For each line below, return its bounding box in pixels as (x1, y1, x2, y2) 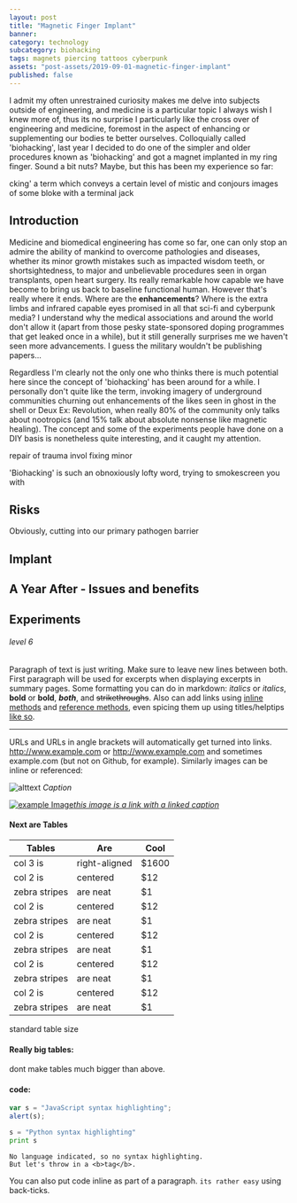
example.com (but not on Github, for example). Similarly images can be (9, 755, 268, 766)
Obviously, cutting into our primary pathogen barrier (9, 526, 199, 536)
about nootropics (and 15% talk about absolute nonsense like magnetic (9, 414, 268, 425)
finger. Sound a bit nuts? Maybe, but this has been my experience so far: (9, 160, 274, 171)
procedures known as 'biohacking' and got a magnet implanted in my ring (9, 152, 278, 162)
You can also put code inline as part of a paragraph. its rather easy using (9, 1176, 282, 1186)
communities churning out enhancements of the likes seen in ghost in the (9, 395, 277, 406)
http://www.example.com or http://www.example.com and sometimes (9, 746, 263, 756)
